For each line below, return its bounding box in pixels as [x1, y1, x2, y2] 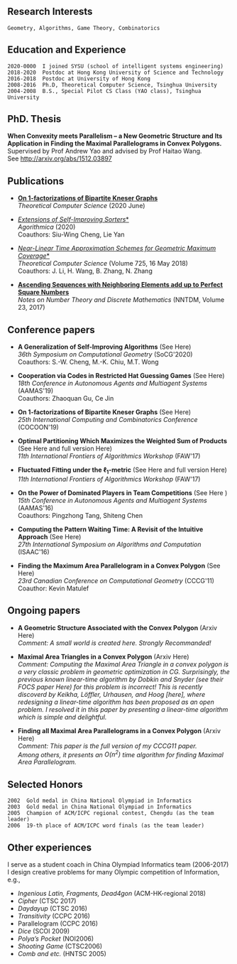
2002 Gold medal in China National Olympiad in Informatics [7, 797, 192, 805]
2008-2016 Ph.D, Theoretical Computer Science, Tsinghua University [7, 81, 218, 88]
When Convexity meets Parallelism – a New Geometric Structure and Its [7, 131, 223, 141]
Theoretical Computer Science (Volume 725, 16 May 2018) [17, 259, 188, 268]
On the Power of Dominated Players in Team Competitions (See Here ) [17, 488, 228, 497]
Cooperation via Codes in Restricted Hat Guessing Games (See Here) [17, 372, 225, 380]
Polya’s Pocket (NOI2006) [17, 934, 94, 943]
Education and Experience [7, 44, 126, 56]
